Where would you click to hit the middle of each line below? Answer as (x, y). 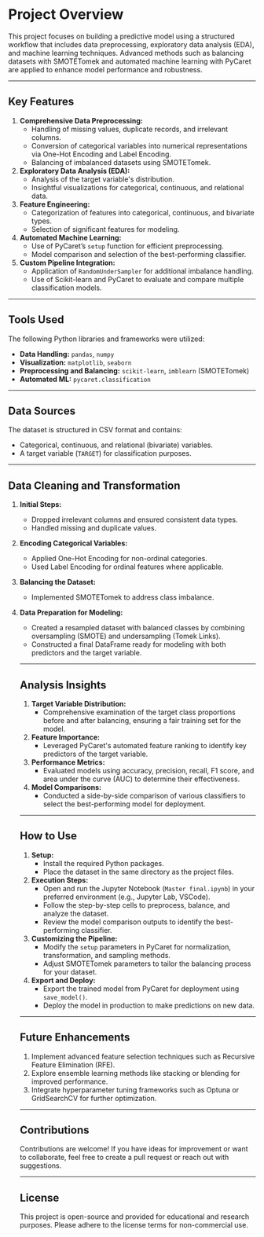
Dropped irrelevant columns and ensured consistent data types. (134, 519)
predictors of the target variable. (95, 754)
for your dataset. (70, 971)
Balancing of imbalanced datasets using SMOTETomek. (121, 162)
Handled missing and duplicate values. (94, 528)
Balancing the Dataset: (57, 582)
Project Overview (66, 15)
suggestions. (40, 1165)
